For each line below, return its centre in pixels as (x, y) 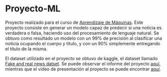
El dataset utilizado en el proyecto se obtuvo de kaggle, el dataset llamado (82, 58)
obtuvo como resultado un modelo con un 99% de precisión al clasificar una (83, 38)
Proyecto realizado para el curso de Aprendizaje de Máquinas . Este (74, 22)
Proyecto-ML (33, 9)
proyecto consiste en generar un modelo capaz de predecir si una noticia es (83, 27)
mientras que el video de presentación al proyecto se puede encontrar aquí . (83, 69)
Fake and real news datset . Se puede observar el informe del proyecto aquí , (83, 64)
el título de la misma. (26, 49)
